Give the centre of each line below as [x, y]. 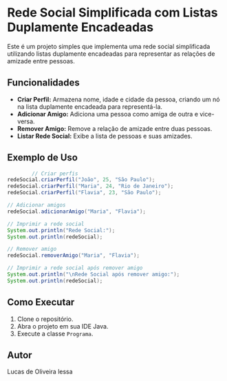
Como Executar [41, 302]
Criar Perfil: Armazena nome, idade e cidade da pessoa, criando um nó [118, 99]
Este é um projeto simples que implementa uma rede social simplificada [109, 46]
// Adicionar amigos [37, 205]
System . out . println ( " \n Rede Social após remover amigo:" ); [94, 275]
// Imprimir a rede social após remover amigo [75, 268]
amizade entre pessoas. [41, 61]
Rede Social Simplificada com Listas [112, 13]
